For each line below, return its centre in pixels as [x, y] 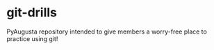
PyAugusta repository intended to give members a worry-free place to [107, 32]
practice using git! [32, 38]
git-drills [32, 13]
